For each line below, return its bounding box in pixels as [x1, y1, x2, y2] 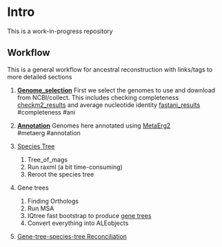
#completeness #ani [17, 108, 76, 116]
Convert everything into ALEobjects [27, 219, 129, 227]
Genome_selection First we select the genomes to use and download [17, 86, 216, 94]
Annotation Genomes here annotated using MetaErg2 [17, 121, 171, 130]
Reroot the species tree [27, 170, 94, 178]
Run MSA [27, 204, 54, 213]
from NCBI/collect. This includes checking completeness [17, 93, 179, 101]
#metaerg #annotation [17, 128, 81, 137]
